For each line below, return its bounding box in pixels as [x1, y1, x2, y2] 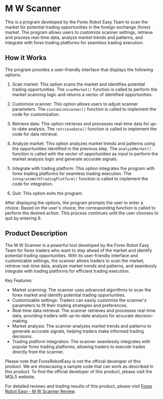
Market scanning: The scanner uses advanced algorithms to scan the [12, 287, 151, 293]
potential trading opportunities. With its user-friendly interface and [5, 252, 138, 258]
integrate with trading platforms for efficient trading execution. [5, 268, 130, 274]
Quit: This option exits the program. [12, 190, 83, 196]
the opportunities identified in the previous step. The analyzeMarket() [12, 145, 152, 151]
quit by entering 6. [5, 215, 42, 221]
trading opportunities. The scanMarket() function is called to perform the [12, 86, 158, 92]
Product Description [5, 229, 68, 238]
